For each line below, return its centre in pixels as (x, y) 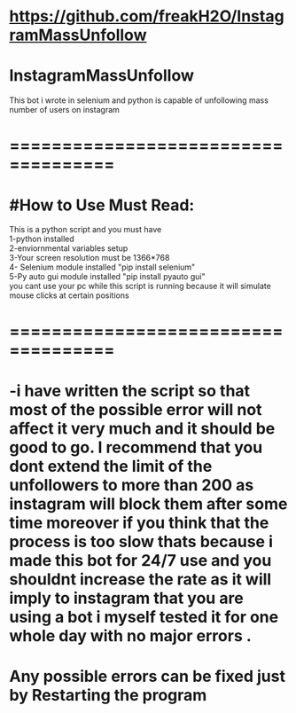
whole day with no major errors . (131, 635)
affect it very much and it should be (142, 428)
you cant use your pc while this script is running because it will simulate (140, 286)
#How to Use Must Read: (102, 205)
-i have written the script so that (130, 391)
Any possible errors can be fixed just (148, 676)
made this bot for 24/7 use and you (140, 560)
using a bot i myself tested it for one (144, 617)
